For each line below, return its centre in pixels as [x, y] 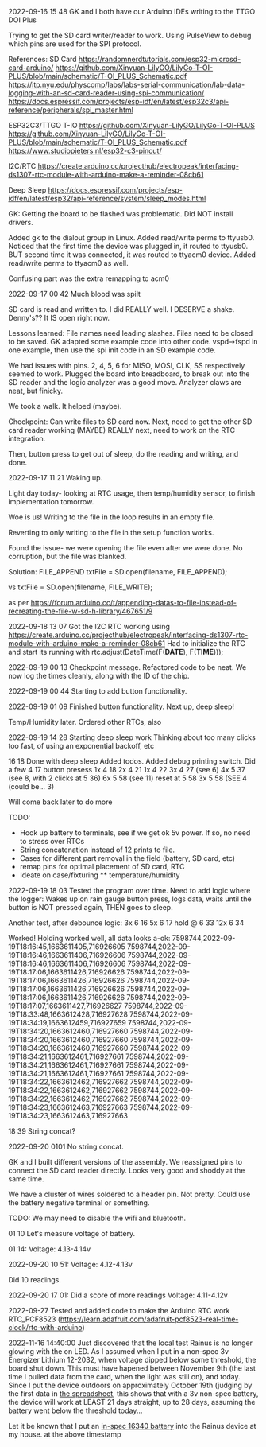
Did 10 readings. [35, 1280]
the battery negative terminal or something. [79, 1203]
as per [19, 603]
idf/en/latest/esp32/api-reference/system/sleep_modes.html [107, 198]
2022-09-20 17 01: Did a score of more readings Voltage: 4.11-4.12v [118, 1295]
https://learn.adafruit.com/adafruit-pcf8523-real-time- [149, 1319]
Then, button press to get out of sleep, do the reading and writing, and [123, 454]
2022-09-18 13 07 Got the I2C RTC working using [89, 626]
